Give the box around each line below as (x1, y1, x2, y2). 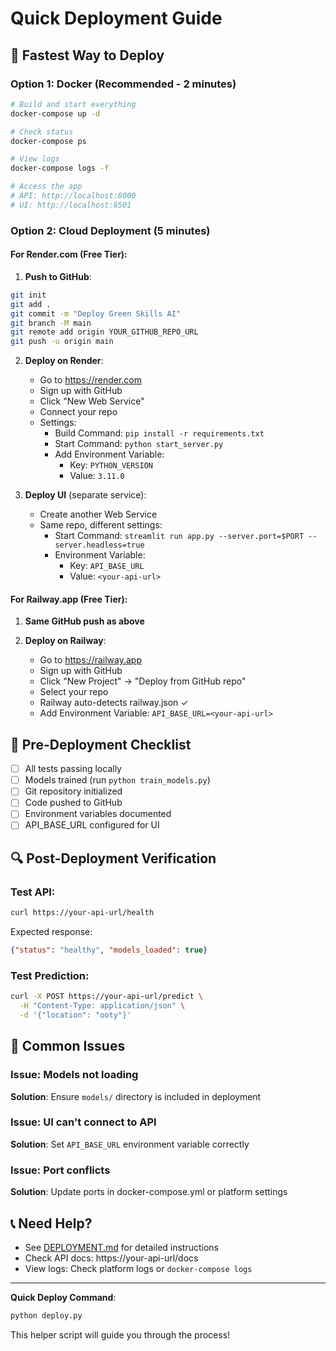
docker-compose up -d (10, 108, 101, 119)
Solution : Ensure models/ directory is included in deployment (10, 1090, 262, 1102)
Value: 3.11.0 (69, 470, 125, 482)
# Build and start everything (10, 99, 137, 109)
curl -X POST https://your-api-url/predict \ (10, 992, 203, 1002)
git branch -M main (10, 318, 92, 328)
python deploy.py (10, 1310, 83, 1321)
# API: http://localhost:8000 (10, 191, 137, 201)
